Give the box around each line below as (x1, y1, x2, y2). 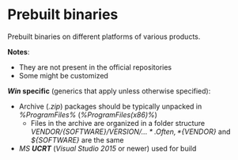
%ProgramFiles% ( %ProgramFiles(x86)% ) (18, 109, 157, 120)
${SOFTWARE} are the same (30, 135, 124, 144)
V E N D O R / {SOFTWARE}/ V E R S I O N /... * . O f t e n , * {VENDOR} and (30, 127, 231, 136)
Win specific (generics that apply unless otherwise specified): (7, 86, 211, 96)
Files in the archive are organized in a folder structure (30, 118, 206, 128)
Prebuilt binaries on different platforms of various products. (7, 32, 201, 41)
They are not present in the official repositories (18, 62, 172, 72)
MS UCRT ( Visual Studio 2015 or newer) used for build (18, 143, 197, 153)
